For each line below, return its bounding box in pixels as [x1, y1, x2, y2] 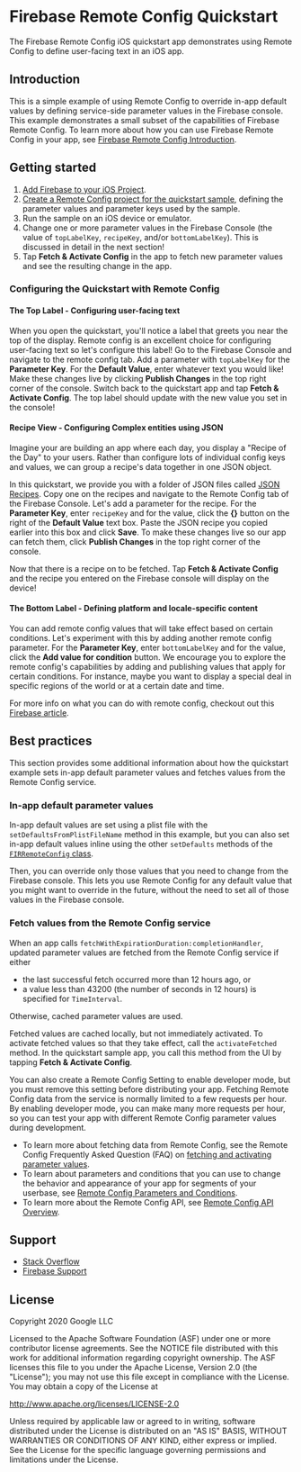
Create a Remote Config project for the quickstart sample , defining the [22, 194, 284, 204]
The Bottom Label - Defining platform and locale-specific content [9, 603, 259, 614]
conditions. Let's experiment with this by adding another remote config [9, 633, 272, 644]
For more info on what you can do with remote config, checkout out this [9, 698, 275, 709]
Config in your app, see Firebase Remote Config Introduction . [9, 133, 237, 145]
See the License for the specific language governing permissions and [9, 1445, 267, 1456]
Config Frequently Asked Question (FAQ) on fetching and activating [22, 1149, 272, 1160]
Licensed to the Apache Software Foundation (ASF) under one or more [9, 1333, 271, 1344]
